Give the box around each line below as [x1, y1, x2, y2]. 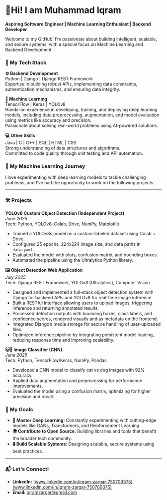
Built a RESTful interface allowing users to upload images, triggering [12, 300, 153, 306]
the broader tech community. [12, 436, 72, 442]
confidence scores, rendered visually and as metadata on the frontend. [12, 316, 158, 322]
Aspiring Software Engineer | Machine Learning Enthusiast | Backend [5, 21, 151, 27]
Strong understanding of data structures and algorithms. [5, 145, 121, 151]
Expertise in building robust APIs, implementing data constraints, [5, 81, 138, 87]
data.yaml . [12, 246, 34, 252]
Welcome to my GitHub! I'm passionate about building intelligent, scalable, [5, 36, 158, 42]
